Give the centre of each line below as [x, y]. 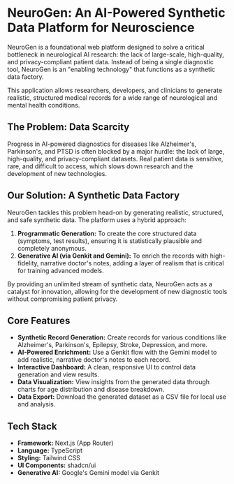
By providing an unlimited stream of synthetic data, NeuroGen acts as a [110, 284]
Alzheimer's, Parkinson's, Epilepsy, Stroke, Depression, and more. [112, 345]
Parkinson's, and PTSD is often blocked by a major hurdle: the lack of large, [116, 151]
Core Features [39, 320]
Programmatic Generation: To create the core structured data [107, 233]
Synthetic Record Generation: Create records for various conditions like [122, 337]
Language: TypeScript [50, 450]
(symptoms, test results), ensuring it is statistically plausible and [110, 241]
